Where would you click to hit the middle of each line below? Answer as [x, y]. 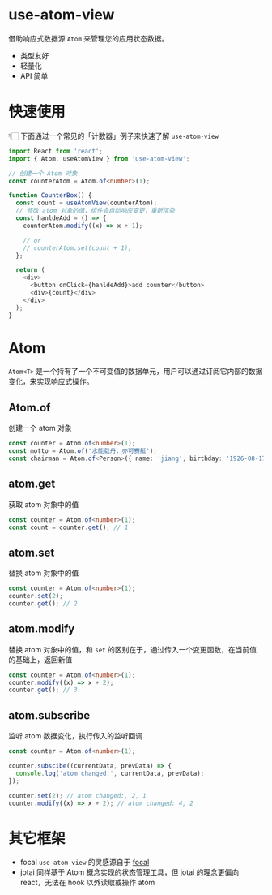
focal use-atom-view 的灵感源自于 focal [85, 863]
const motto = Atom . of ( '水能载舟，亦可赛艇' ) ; [83, 451]
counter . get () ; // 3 [43, 690]
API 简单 [34, 75]
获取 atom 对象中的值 [44, 504]
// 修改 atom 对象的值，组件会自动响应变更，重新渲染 [96, 211]
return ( [30, 270]
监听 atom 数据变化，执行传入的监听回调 [76, 736]
